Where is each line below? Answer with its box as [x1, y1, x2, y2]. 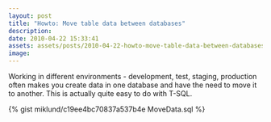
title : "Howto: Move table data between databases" [8, 19, 186, 27]
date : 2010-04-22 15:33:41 [8, 34, 99, 43]
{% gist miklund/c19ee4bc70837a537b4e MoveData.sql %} [8, 104, 206, 114]
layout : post [8, 11, 52, 20]
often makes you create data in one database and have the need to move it [8, 80, 257, 90]
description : [8, 27, 52, 35]
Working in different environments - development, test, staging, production [8, 72, 257, 81]
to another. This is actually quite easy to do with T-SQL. [8, 89, 193, 98]
